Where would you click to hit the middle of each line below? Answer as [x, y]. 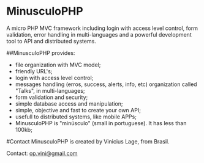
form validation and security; [51, 97]
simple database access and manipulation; [69, 103]
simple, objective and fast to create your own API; [78, 110]
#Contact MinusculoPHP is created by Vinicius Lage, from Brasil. [88, 141]
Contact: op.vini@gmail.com [42, 153]
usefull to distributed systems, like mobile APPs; [76, 117]
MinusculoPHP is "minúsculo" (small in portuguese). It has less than [101, 123]
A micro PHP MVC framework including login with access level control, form [102, 28]
